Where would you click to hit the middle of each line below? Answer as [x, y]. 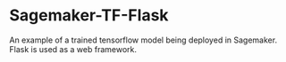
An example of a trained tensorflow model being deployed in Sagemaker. [143, 40]
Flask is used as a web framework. [73, 49]
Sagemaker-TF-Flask [89, 15]
